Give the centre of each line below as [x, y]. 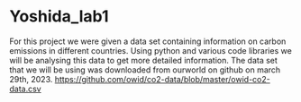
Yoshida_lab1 [59, 17]
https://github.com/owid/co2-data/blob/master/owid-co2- [162, 79]
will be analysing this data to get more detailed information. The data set [143, 60]
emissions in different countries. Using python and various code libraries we [151, 50]
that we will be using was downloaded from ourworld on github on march [145, 70]
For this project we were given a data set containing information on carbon [148, 41]
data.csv [26, 89]
